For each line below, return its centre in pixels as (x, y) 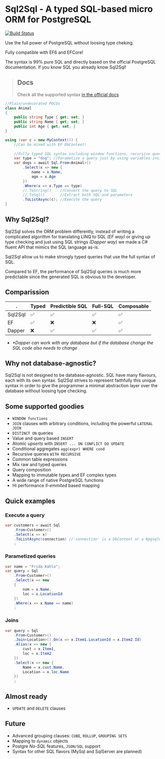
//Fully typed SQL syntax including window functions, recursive (82, 154)
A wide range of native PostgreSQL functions (58, 480)
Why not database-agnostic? (51, 363)
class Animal (18, 108)
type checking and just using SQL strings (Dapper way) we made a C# (76, 242)
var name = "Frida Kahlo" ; (33, 566)
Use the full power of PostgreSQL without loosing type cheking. (69, 42)
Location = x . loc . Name (46, 672)
